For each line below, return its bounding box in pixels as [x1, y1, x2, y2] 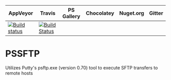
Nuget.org [119, 10, 145, 17]
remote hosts [5, 70, 33, 76]
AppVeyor [8, 10, 33, 17]
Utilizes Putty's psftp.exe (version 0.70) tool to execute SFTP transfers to [5, 64, 158, 70]
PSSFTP [5, 48, 40, 60]
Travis [40, 10, 56, 17]
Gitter [149, 10, 163, 17]
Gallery [62, 13, 80, 20]
